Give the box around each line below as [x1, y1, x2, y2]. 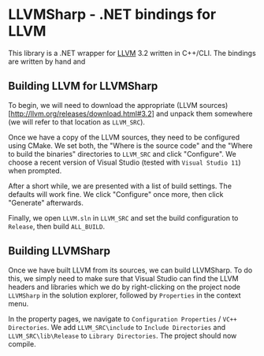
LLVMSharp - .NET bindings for [8, 6, 217, 24]
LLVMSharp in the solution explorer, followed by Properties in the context [8, 290, 241, 300]
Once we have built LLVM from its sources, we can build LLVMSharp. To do [8, 265, 253, 275]
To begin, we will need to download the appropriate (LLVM [8, 100, 199, 109]
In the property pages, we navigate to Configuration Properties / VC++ [8, 313, 238, 324]
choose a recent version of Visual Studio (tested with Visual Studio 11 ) [8, 158, 241, 167]
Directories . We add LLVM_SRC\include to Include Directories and [8, 322, 226, 332]
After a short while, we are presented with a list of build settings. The [8, 181, 232, 191]
